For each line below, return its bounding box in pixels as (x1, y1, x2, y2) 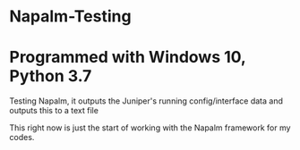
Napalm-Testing (9, 6, 132, 27)
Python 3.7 (9, 66, 92, 87)
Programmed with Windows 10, (9, 47, 246, 68)
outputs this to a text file (9, 105, 99, 116)
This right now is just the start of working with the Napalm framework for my (9, 122, 291, 133)
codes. (9, 132, 35, 143)
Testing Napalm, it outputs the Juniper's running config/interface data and (9, 96, 284, 106)
